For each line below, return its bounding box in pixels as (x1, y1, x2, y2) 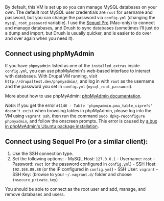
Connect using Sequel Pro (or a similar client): (5, 137, 148, 146)
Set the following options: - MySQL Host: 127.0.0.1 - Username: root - (12, 155, 156, 161)
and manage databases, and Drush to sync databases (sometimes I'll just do (5, 25, 159, 31)
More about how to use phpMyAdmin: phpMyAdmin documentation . (5, 93, 142, 99)
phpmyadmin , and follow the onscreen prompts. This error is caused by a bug (5, 118, 158, 124)
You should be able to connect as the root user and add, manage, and (5, 186, 146, 192)
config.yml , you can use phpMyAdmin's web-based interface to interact (5, 68, 151, 74)
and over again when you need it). (5, 35, 74, 41)
